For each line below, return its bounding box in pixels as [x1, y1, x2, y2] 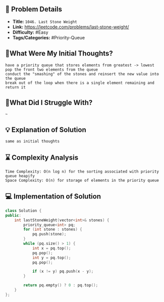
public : [5, 213, 22, 218]
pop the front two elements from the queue [5, 67, 98, 72]
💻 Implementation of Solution [5, 192, 101, 201]
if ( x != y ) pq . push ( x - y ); [32, 269, 94, 274]
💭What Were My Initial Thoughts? [5, 49, 114, 58]
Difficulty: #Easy [12, 29, 49, 35]
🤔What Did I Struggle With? [5, 98, 93, 107]
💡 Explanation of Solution [5, 125, 87, 134]
